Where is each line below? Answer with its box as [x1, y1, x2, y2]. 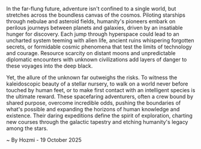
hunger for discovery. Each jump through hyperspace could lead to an [6, 31, 179, 38]
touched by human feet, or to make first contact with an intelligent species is [6, 87, 196, 93]
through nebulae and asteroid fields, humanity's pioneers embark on [6, 18, 176, 25]
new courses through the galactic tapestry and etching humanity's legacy [6, 118, 188, 125]
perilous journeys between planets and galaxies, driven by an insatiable [6, 24, 183, 31]
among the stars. [6, 125, 48, 132]
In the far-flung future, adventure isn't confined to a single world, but [6, 5, 176, 12]
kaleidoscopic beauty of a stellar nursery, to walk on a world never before [6, 80, 188, 87]
